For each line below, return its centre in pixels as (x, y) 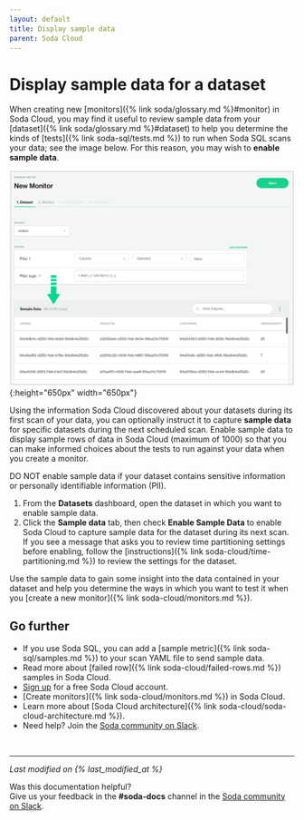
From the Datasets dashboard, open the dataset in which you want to (152, 503)
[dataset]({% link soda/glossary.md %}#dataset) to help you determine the (149, 129)
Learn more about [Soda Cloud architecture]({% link (119, 706)
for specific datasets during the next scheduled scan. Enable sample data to (151, 429)
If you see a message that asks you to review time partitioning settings (154, 542)
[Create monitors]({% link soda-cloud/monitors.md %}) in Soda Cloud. (154, 696)
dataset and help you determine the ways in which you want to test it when (149, 588)
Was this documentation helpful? (71, 786)
